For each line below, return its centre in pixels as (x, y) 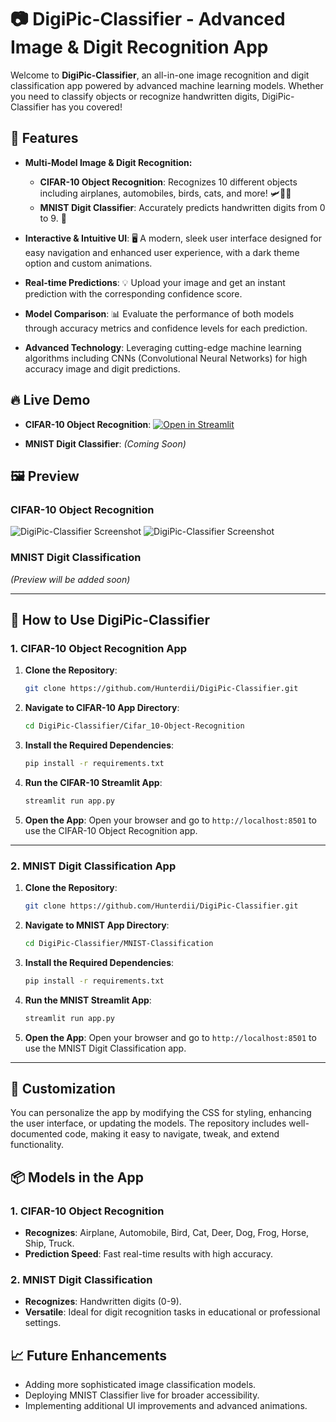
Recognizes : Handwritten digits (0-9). (103, 1302)
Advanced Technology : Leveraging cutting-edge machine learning (163, 347)
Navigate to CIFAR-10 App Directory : (102, 708)
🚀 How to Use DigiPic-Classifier (110, 619)
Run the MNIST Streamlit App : (88, 1000)
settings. (43, 1323)
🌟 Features (44, 138)
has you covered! (87, 107)
